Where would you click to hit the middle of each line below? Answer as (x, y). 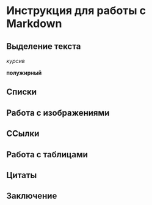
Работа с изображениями (58, 113)
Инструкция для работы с (76, 11)
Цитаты (22, 175)
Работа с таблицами (47, 155)
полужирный (24, 73)
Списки (22, 92)
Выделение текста (44, 46)
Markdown (34, 24)
